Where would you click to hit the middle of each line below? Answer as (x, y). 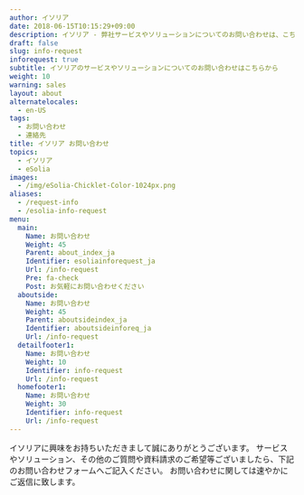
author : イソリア (39, 18)
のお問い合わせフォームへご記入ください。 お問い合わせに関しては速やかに (149, 470)
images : (24, 177)
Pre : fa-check (52, 278)
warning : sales (38, 85)
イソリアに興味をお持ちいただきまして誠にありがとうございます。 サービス (149, 447)
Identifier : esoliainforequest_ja (90, 262)
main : (28, 228)
